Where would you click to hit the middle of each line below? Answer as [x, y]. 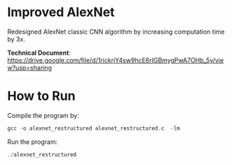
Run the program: [33, 142]
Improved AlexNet [61, 12]
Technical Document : [39, 53]
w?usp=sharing [30, 67]
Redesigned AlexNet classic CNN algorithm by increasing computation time [116, 32]
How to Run [41, 96]
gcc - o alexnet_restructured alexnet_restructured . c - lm [94, 128]
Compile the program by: [43, 115]
